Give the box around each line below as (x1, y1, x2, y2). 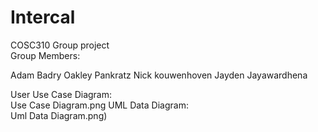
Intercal (10, 6, 76, 29)
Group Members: (10, 49, 81, 61)
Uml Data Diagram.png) (10, 109, 108, 121)
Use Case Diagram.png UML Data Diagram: (10, 99, 189, 111)
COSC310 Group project (10, 39, 110, 51)
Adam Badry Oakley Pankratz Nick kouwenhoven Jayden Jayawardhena (10, 69, 308, 81)
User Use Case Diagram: (10, 88, 113, 100)
